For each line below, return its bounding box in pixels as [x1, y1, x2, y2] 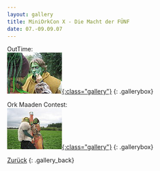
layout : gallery [7, 11, 53, 18]
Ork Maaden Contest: [7, 101, 68, 109]
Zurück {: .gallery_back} [7, 156, 75, 164]
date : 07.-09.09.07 [7, 25, 63, 32]
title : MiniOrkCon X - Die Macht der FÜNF [7, 18, 130, 25]
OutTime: [7, 45, 33, 53]
